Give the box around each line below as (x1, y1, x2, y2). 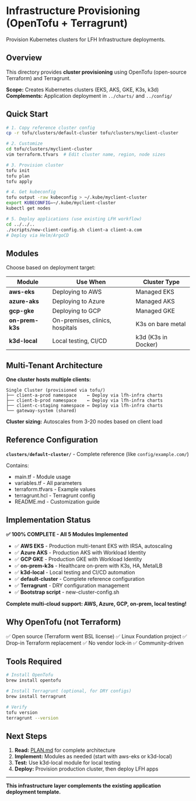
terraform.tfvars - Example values (14, 485, 96, 492)
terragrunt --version (6, 715, 59, 721)
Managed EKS (135, 288, 175, 296)
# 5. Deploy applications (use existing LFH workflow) (6, 215, 142, 222)
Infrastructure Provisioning (6, 4, 141, 18)
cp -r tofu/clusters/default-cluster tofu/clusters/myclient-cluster (6, 130, 179, 136)
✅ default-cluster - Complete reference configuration (14, 575, 145, 582)
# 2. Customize (6, 141, 43, 147)
